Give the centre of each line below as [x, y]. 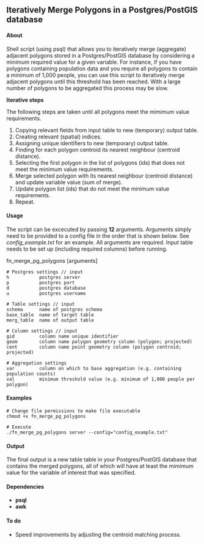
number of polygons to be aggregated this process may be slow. [88, 88]
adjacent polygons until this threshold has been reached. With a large [94, 81]
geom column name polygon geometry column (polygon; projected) [99, 342]
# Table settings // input [41, 304]
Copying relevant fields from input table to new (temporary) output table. [107, 130]
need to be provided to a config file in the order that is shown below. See [98, 236]
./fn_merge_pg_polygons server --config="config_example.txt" [87, 433]
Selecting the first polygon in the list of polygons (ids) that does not [100, 162]
